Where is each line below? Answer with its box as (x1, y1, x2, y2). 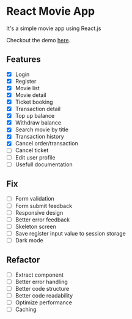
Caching (15, 306, 37, 313)
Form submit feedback (15, 202, 72, 209)
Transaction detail (15, 106, 61, 113)
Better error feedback (15, 216, 70, 223)
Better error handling (15, 278, 68, 285)
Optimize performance (15, 299, 72, 306)
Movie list (15, 84, 40, 91)
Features (6, 54, 41, 65)
